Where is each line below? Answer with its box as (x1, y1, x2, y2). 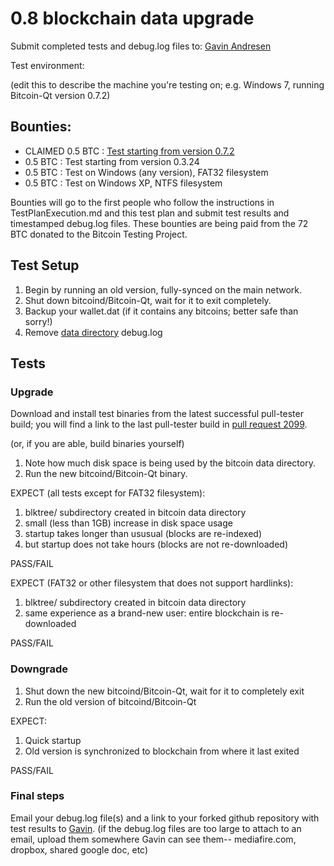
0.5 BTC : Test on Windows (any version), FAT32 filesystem (24, 166, 269, 178)
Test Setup (10, 257, 80, 274)
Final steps (10, 789, 65, 803)
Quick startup (24, 734, 82, 746)
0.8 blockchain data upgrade (10, 7, 255, 30)
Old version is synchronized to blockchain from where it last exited (24, 745, 300, 757)
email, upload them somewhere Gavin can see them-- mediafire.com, (10, 833, 297, 845)
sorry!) (24, 315, 53, 327)
